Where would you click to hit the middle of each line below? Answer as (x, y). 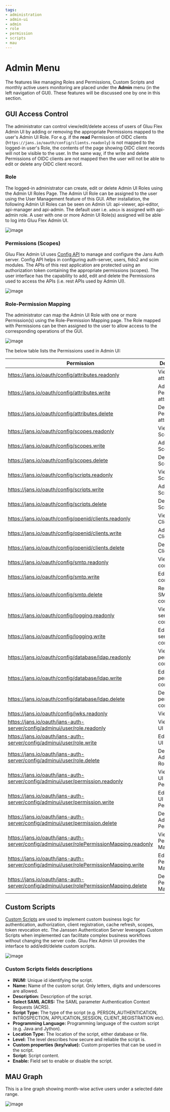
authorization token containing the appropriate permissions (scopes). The (82, 270)
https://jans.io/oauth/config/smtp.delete (55, 594)
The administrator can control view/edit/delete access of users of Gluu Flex (84, 126)
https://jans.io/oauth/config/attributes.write (59, 393)
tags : (11, 10)
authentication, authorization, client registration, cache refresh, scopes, (80, 925)
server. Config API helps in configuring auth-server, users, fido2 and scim (82, 260)
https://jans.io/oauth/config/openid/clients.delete (66, 548)
